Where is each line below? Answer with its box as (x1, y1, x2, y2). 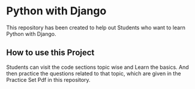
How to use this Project (6, 48, 95, 58)
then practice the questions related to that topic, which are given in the (6, 70, 181, 77)
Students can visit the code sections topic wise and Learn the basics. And (6, 63, 189, 70)
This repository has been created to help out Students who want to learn (6, 24, 186, 31)
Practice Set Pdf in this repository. (6, 76, 91, 83)
